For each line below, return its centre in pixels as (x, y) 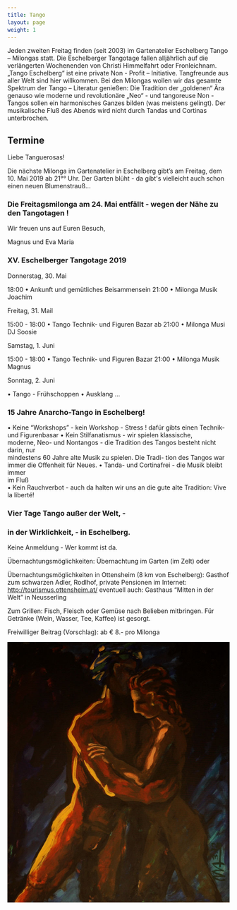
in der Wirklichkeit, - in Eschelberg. (69, 532)
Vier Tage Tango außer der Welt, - (67, 513)
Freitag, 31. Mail (30, 310)
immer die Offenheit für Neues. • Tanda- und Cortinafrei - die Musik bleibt (115, 465)
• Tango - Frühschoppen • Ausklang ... (64, 394)
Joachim (20, 297)
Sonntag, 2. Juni (31, 380)
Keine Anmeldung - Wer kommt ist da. (62, 547)
